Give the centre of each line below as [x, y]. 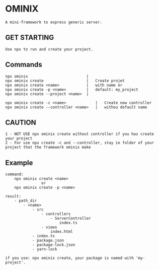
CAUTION [21, 122]
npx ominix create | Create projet [65, 81]
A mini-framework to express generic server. [54, 22]
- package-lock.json [54, 245]
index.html [61, 232]
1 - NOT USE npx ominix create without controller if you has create [80, 134]
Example [19, 162]
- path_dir [26, 201]
